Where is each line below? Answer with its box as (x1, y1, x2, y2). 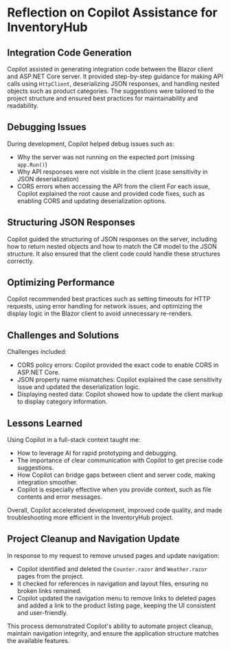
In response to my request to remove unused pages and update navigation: (7, 551, 220, 559)
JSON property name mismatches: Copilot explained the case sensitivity (16, 376, 222, 384)
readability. (7, 102, 39, 109)
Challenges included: (7, 348, 67, 356)
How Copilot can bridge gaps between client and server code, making (16, 471, 216, 479)
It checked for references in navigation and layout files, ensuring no (16, 579, 209, 587)
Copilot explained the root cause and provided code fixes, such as (16, 189, 205, 197)
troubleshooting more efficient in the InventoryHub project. (7, 513, 174, 522)
